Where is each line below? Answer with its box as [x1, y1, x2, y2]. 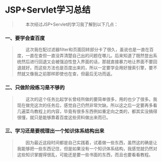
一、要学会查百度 [5, 34, 45, 41]
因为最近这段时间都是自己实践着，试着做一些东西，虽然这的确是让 [25, 139, 158, 146]
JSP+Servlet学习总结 [5, 4, 91, 16]
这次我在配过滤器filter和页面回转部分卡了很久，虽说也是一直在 [25, 47, 149, 52]
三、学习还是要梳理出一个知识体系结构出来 [5, 128, 105, 134]
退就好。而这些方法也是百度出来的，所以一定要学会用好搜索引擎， [16, 65, 149, 71]
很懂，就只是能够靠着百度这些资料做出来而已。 [16, 114, 111, 120]
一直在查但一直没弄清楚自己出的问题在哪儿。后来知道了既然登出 [25, 53, 153, 59]
